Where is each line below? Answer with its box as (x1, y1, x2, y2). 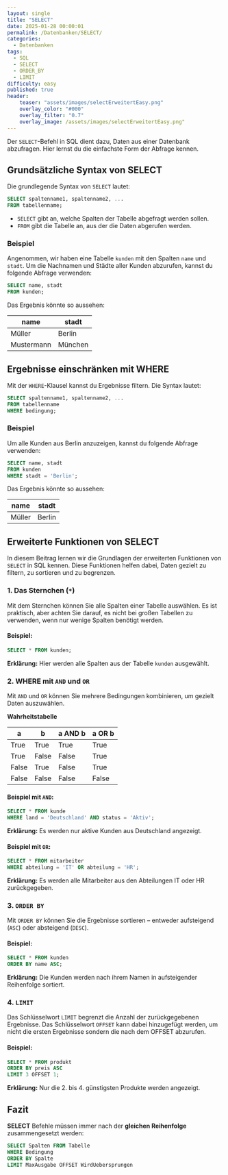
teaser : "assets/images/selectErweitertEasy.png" (19, 99, 164, 106)
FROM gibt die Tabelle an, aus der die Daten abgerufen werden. (16, 222, 192, 230)
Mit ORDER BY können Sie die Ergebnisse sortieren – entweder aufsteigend (7, 916, 214, 925)
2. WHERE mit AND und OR (7, 676, 90, 686)
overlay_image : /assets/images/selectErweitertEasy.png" (19, 118, 186, 125)
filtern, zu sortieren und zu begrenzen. (7, 569, 116, 577)
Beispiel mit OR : (7, 842, 51, 850)
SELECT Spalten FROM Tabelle (7, 1142, 90, 1150)
